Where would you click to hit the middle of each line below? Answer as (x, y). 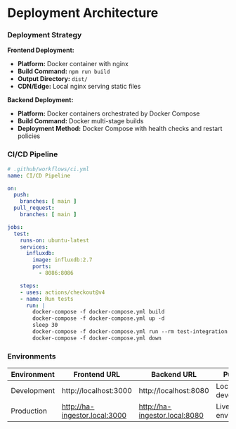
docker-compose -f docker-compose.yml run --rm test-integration (130, 332)
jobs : (15, 227)
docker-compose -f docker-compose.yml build (99, 312)
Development (33, 391)
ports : (42, 267)
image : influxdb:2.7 (63, 260)
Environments (32, 356)
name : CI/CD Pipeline (39, 175)
